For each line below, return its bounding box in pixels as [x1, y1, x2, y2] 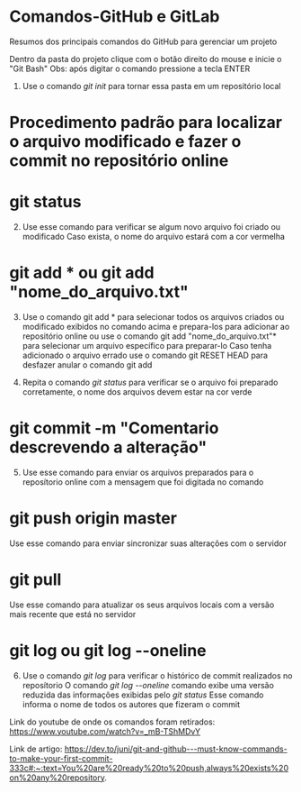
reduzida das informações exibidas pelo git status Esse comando [22, 689, 264, 700]
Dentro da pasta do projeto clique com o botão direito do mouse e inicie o [9, 53, 282, 64]
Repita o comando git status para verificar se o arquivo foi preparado [22, 377, 279, 387]
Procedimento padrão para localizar [9, 113, 283, 132]
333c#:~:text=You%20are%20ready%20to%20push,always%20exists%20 [9, 762, 289, 773]
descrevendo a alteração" [9, 437, 208, 458]
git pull [9, 569, 62, 590]
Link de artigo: [9, 743, 63, 754]
